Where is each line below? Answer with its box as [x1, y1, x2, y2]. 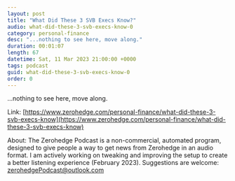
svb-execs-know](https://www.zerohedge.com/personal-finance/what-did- [7, 115, 227, 124]
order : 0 [7, 75, 33, 82]
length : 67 [7, 50, 39, 57]
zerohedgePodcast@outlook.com [7, 166, 105, 175]
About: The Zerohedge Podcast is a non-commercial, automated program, [7, 136, 222, 145]
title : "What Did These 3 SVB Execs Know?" [7, 17, 137, 24]
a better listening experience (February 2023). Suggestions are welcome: [7, 159, 220, 167]
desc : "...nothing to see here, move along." [7, 36, 142, 43]
